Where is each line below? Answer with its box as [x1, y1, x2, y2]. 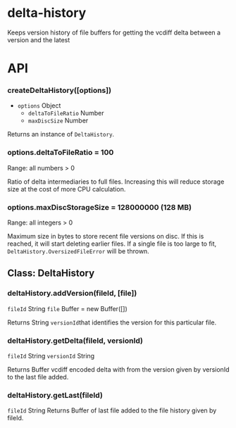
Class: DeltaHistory [7, 267, 95, 279]
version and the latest [7, 35, 70, 44]
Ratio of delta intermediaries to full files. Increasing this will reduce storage [7, 177, 225, 186]
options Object [17, 101, 61, 110]
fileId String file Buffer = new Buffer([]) [7, 304, 128, 313]
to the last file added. [7, 373, 69, 381]
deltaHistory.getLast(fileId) [7, 390, 104, 400]
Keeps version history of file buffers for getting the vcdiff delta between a [7, 28, 221, 37]
